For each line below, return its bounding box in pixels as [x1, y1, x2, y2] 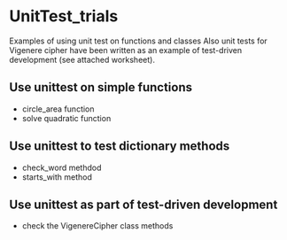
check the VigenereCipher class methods [21, 221, 174, 231]
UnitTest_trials [9, 6, 119, 27]
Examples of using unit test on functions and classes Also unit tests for [9, 35, 268, 46]
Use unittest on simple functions [9, 80, 193, 95]
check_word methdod [21, 162, 102, 173]
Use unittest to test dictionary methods [9, 139, 230, 154]
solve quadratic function [21, 112, 112, 123]
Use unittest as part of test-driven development [9, 197, 278, 212]
